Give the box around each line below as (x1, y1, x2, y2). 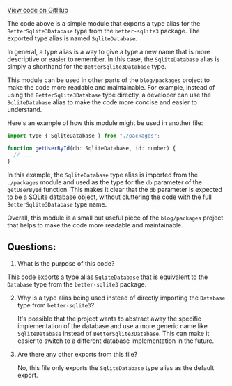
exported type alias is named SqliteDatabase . (7, 34, 138, 42)
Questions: (7, 241, 56, 252)
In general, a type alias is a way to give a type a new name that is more (7, 48, 210, 56)
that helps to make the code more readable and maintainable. (7, 220, 183, 229)
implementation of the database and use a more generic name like (17, 322, 208, 330)
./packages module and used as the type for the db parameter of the (7, 177, 203, 186)
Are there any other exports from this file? (17, 351, 138, 359)
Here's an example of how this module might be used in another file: (7, 119, 203, 127)
